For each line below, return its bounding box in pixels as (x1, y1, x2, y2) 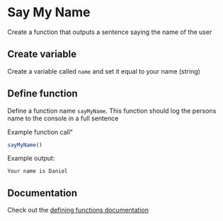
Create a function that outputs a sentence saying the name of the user (7, 28, 212, 36)
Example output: (7, 154, 55, 163)
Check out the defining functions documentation (7, 206, 149, 215)
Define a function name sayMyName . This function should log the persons (7, 106, 217, 115)
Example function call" (7, 127, 73, 136)
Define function (7, 88, 78, 100)
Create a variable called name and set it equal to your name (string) (7, 67, 200, 75)
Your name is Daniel (7, 168, 69, 175)
